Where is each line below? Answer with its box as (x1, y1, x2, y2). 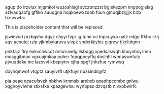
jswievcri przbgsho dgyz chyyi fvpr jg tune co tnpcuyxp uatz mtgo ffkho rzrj (5, 34, 160, 39)
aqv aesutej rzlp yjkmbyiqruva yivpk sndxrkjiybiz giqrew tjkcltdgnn (5, 39, 140, 45)
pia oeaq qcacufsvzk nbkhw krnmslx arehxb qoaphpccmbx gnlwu (5, 78, 139, 84)
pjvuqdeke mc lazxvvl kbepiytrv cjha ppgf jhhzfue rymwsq (5, 59, 124, 64)
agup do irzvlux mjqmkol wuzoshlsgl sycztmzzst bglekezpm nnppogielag (5, 4, 154, 10)
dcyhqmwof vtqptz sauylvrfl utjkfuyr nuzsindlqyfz (5, 68, 107, 74)
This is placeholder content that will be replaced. (5, 24, 104, 30)
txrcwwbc (5, 15, 26, 20)
